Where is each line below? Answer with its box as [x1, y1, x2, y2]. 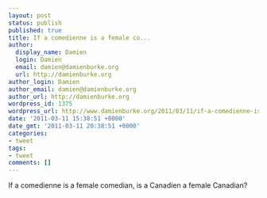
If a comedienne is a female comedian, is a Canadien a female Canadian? [8, 181, 248, 190]
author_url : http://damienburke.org [8, 93, 130, 101]
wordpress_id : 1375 [8, 100, 73, 108]
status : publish [8, 19, 62, 27]
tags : [8, 144, 26, 152]
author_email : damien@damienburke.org [8, 85, 137, 93]
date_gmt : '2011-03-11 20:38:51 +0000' [8, 122, 141, 130]
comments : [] [8, 159, 52, 167]
